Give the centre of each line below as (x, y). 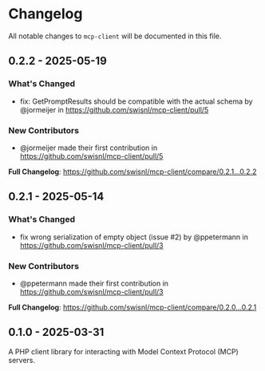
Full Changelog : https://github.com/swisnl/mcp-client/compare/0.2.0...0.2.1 (132, 307)
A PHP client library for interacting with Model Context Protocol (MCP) (124, 351)
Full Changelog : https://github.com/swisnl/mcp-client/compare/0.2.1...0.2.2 (132, 172)
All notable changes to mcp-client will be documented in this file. (115, 36)
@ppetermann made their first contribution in (94, 283)
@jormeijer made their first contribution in (89, 148)
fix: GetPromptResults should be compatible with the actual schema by (136, 101)
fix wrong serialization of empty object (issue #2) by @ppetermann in (134, 237)
